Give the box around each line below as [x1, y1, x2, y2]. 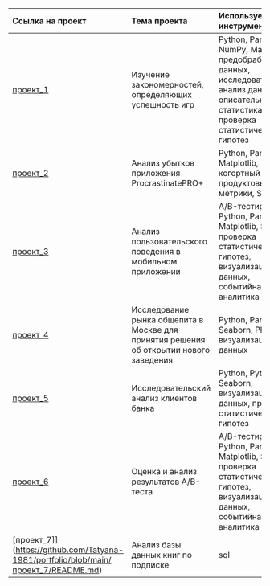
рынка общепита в [131, 314, 204, 325]
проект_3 [12, 246, 49, 256]
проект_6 [12, 476, 49, 487]
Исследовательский [131, 383, 211, 393]
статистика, [218, 104, 265, 115]
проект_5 [12, 393, 49, 404]
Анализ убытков [131, 158, 195, 168]
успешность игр [131, 100, 195, 110]
